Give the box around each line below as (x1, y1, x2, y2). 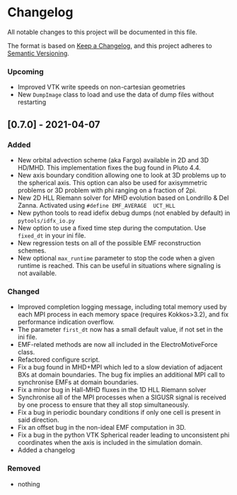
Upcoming (7, 67, 44, 77)
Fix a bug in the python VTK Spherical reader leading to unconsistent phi (17, 430, 230, 440)
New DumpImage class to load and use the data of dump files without (17, 90, 214, 99)
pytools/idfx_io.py (17, 217, 76, 224)
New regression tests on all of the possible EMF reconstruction (17, 238, 202, 247)
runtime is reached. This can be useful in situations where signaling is (17, 261, 221, 269)
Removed (7, 464, 41, 474)
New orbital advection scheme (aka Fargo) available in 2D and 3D (17, 155, 209, 164)
